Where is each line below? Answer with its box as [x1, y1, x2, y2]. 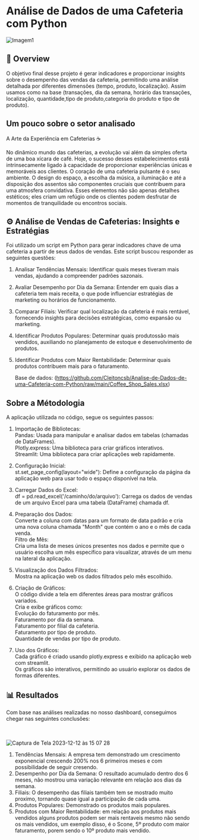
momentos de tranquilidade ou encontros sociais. [6, 199, 128, 206]
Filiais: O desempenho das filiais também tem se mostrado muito [14, 789, 173, 796]
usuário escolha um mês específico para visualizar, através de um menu [14, 548, 192, 556]
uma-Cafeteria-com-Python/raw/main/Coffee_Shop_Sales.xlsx [14, 380, 168, 388]
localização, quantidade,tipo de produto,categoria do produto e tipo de [6, 95, 180, 102]
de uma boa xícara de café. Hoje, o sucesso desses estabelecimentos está [6, 155, 189, 162]
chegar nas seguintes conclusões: [6, 715, 90, 722]
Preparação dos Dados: [14, 511, 73, 518]
